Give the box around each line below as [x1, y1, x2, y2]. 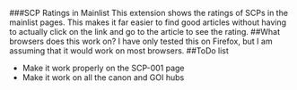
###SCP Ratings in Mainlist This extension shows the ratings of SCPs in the [9, 8, 289, 18]
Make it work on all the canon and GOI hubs [22, 72, 185, 83]
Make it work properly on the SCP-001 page [22, 62, 186, 73]
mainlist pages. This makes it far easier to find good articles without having [9, 17, 287, 28]
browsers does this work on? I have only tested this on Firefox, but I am [9, 36, 273, 46]
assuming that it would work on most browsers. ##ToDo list [9, 45, 229, 56]
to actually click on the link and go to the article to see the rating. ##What [9, 27, 281, 37]
